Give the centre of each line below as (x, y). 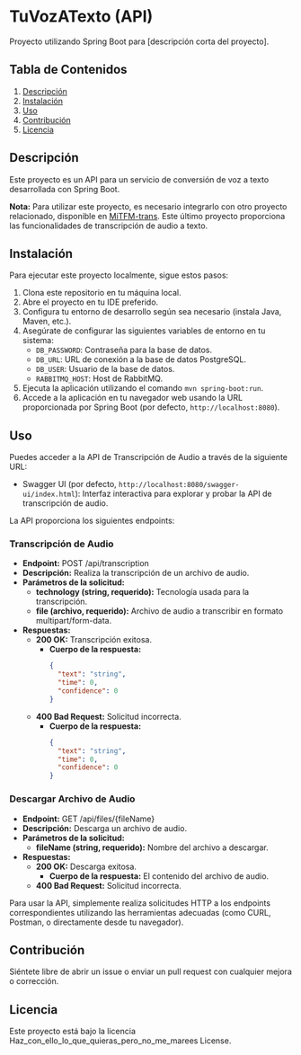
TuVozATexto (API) (81, 17)
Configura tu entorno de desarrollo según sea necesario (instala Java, (152, 312)
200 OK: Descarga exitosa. (86, 866)
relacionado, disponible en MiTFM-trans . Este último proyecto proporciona (147, 216)
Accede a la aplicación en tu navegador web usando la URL (133, 398)
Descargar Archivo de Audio (72, 799)
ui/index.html (49, 495)
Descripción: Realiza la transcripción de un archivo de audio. (136, 573)
